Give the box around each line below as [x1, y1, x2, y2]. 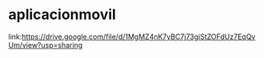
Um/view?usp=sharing [8, 40, 83, 49]
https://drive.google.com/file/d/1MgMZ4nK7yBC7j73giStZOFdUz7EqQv [21, 32, 256, 41]
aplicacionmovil [8, 6, 116, 24]
